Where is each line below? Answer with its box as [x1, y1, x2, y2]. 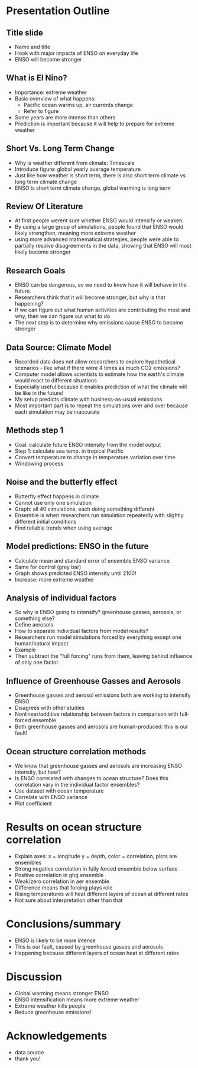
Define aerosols [14, 621, 54, 628]
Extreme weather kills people [14, 1002, 86, 1009]
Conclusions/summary [6, 917, 121, 931]
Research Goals [6, 265, 66, 275]
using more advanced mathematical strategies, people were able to [14, 236, 179, 243]
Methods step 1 [6, 426, 64, 436]
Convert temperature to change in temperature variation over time [14, 453, 176, 460]
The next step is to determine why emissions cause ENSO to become [14, 319, 183, 326]
